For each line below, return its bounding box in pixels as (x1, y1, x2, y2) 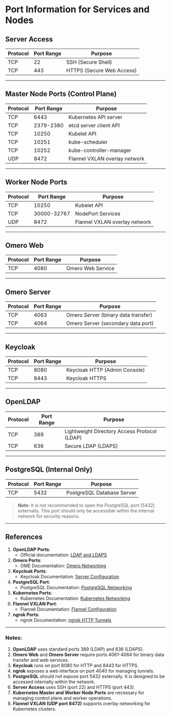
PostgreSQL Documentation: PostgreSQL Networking (20, 584, 132, 590)
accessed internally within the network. (12, 679, 96, 685)
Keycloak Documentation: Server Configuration (20, 573, 120, 579)
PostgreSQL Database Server (66, 489, 136, 496)
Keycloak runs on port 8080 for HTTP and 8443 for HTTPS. (12, 662, 139, 668)
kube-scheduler (68, 138, 108, 145)
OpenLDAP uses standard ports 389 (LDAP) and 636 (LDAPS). (12, 646, 144, 652)
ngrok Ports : (12, 611, 40, 617)
